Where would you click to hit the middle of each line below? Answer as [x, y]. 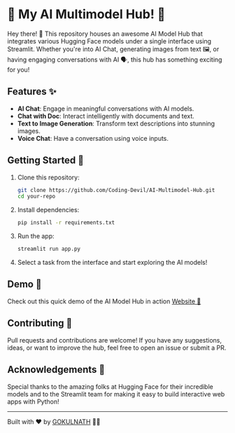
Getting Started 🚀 [46, 160]
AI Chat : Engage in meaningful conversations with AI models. [106, 109]
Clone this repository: [48, 177]
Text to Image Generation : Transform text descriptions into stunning [116, 123]
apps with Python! [33, 401]
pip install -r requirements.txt [66, 223]
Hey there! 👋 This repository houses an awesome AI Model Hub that [105, 34]
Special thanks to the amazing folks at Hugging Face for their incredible [110, 386]
